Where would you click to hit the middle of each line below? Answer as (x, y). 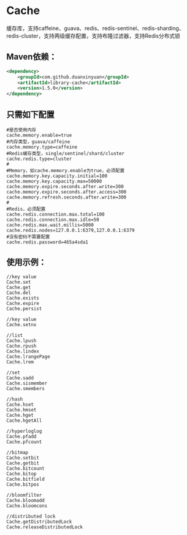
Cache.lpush (21, 341)
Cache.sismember (27, 383)
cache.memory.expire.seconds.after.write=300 (65, 186)
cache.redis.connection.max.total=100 (55, 214)
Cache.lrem (20, 362)
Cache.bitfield (26, 479)
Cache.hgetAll (24, 421)
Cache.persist (24, 309)
